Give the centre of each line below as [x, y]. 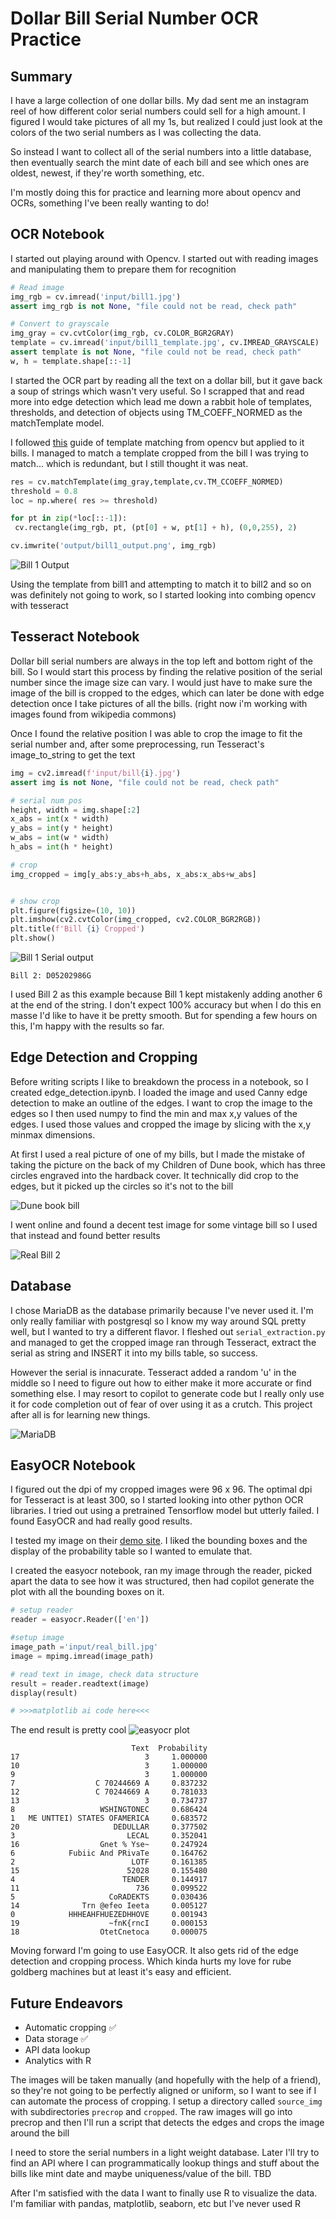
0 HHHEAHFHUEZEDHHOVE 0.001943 [109, 1915]
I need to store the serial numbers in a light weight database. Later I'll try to [165, 2153]
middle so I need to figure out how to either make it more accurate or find [161, 1383]
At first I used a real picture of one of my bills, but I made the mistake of [158, 1154]
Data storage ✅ [56, 2039]
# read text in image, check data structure [104, 1674]
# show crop [35, 901]
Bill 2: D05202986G [51, 976]
